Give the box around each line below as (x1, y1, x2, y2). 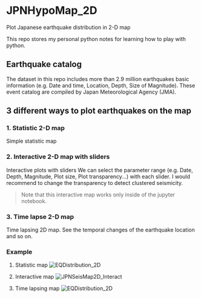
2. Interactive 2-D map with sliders (6, 152, 110, 161)
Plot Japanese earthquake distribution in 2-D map (6, 24, 131, 31)
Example (6, 247, 33, 256)
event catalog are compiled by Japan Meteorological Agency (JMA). (6, 88, 177, 96)
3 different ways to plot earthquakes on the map (6, 106, 192, 116)
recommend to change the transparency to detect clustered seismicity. (6, 179, 183, 186)
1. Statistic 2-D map (6, 124, 65, 132)
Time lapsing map (15, 285, 60, 292)
